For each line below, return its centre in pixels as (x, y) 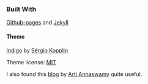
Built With (21, 9)
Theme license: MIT (31, 62)
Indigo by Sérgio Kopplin (37, 50)
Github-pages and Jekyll (37, 23)
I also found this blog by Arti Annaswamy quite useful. (74, 74)
